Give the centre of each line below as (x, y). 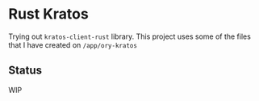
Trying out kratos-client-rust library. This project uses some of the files (130, 36)
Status (25, 71)
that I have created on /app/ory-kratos (73, 44)
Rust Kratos (48, 14)
